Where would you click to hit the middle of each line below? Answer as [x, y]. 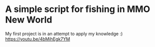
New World [29, 20]
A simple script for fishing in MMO [78, 9]
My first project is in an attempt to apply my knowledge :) [64, 33]
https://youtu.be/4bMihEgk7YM [38, 39]
